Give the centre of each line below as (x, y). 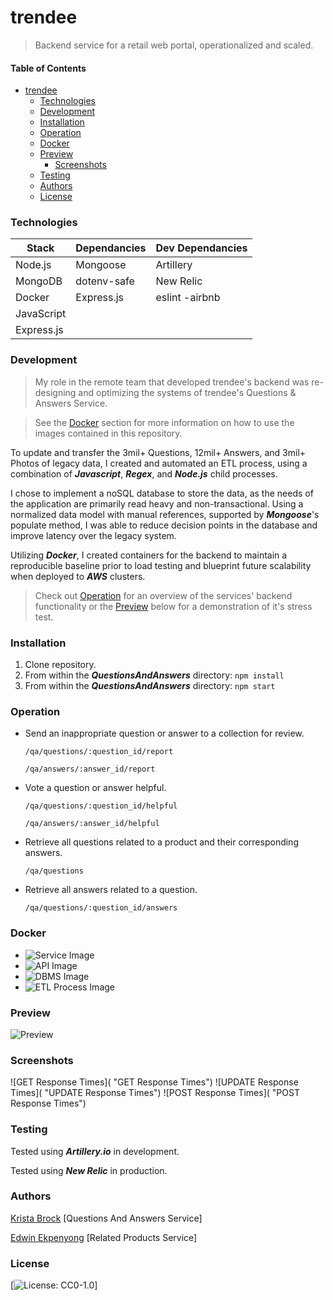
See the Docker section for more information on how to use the (164, 422)
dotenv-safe (105, 281)
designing (55, 392)
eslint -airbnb (188, 298)
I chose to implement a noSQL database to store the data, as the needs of (162, 493)
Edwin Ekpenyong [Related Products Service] (104, 1237)
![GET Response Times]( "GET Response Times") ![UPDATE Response (154, 1082)
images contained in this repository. (108, 433)
